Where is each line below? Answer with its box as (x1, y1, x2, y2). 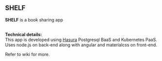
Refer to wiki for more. (5, 51, 50, 57)
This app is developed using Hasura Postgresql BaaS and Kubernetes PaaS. (5, 37, 157, 42)
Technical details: (5, 31, 42, 37)
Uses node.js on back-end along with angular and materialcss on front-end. (5, 41, 158, 48)
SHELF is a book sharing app (5, 17, 63, 22)
